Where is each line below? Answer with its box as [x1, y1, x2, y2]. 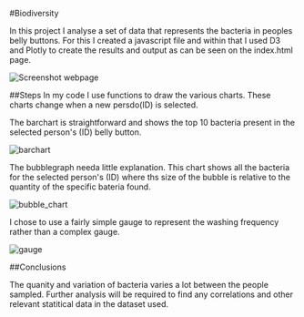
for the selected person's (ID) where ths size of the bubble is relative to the [9, 172, 291, 182]
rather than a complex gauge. [9, 227, 120, 237]
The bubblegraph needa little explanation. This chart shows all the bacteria [9, 162, 290, 172]
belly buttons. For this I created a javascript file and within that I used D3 [9, 36, 281, 46]
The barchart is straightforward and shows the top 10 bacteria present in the [9, 118, 296, 128]
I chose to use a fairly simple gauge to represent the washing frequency [9, 217, 279, 227]
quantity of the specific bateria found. [9, 181, 152, 192]
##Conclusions [9, 261, 66, 272]
